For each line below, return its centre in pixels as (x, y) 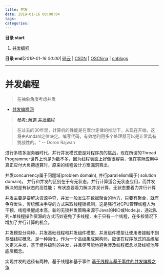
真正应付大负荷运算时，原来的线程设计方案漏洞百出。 (59, 165)
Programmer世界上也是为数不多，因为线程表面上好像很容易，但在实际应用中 (82, 159)
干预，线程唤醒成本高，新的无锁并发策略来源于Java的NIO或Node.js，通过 (79, 210)
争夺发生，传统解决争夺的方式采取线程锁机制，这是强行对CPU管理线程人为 (80, 204)
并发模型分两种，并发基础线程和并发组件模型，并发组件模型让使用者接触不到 (82, 233)
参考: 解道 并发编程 (36, 120)
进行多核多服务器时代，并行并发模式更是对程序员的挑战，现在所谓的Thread (81, 153)
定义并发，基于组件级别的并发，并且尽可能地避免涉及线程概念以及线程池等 (84, 245)
